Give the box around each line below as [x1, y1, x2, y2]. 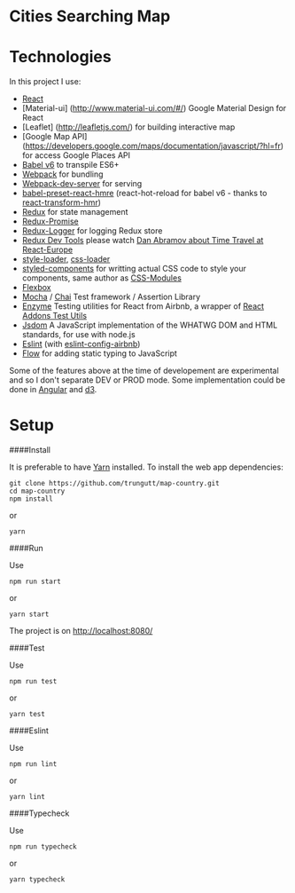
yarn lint [9, 793, 46, 802]
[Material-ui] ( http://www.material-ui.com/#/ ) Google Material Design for [21, 103, 287, 114]
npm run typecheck [9, 842, 77, 851]
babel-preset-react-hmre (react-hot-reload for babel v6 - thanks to [21, 188, 268, 199]
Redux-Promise [21, 216, 79, 227]
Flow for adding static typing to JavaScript [21, 348, 177, 359]
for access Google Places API [21, 150, 131, 161]
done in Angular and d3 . [9, 384, 97, 395]
